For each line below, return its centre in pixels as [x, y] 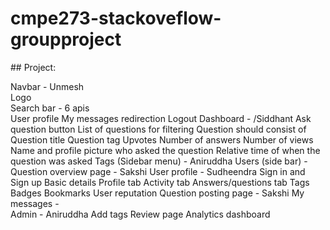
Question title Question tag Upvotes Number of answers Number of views [162, 139]
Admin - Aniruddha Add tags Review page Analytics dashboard [140, 214]
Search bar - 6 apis [50, 108]
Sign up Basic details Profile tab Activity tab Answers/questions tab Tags [160, 182]
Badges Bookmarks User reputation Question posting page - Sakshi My [157, 193]
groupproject [66, 39]
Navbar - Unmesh [47, 86]
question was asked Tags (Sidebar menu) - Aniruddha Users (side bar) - [159, 161]
